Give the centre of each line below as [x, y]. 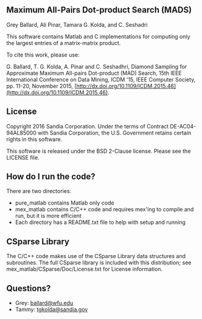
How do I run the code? [51, 177]
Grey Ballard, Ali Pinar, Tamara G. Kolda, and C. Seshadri [77, 24]
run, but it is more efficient [48, 216]
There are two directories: [39, 191]
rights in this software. [34, 139]
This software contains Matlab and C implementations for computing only [98, 37]
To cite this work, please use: [43, 55]
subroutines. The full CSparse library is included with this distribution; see [99, 263]
